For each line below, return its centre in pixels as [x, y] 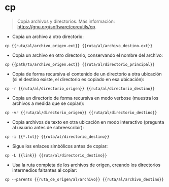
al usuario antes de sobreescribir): [48, 127]
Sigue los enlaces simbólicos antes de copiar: [60, 146]
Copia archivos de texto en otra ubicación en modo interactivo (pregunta [88, 122]
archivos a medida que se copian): [48, 103]
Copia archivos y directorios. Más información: [66, 21]
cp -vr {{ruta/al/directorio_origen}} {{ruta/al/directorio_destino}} [81, 113]
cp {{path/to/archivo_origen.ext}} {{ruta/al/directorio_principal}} [80, 64]
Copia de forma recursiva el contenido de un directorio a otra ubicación [87, 74]
